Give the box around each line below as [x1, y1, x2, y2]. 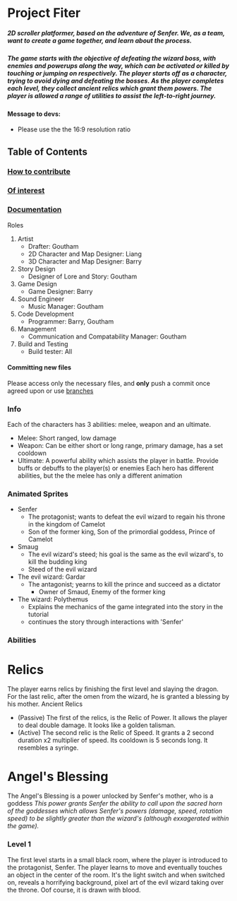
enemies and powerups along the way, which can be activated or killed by [7, 61, 229, 70]
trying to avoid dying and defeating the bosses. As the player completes [7, 76, 224, 86]
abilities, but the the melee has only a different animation [17, 471, 183, 480]
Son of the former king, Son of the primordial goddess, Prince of [28, 528, 215, 536]
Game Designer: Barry [28, 287, 93, 295]
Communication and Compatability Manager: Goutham [28, 332, 187, 341]
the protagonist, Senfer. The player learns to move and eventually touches [7, 863, 223, 871]
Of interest [7, 186, 45, 196]
